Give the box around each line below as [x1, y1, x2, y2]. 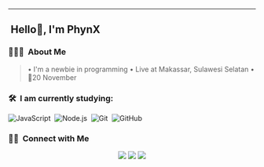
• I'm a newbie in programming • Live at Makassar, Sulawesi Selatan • [27, 64, 255, 74]
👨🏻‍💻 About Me [8, 46, 67, 57]
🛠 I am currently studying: [8, 93, 114, 103]
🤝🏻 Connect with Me [8, 133, 90, 143]
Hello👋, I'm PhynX [10, 23, 101, 36]
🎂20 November [27, 72, 77, 82]
